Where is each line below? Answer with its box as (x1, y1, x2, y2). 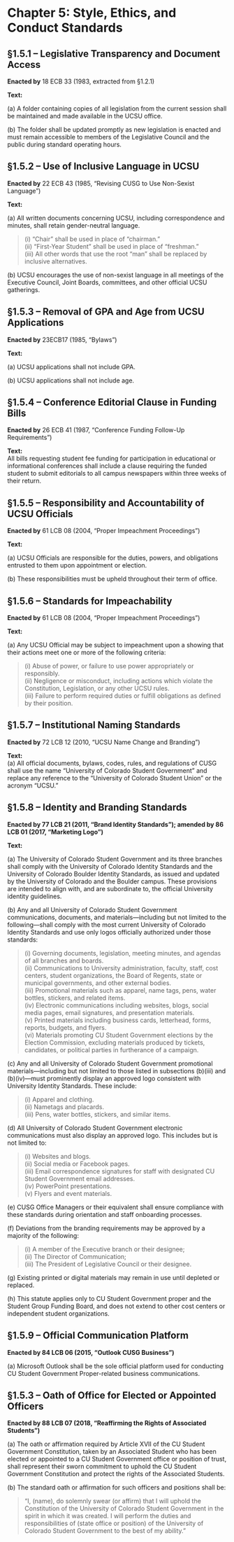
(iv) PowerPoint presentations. (24, 1182, 112, 1190)
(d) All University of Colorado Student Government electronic (7, 1123, 183, 1132)
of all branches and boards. (24, 956, 104, 965)
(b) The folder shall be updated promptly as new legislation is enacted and (7, 125, 221, 134)
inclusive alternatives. (24, 257, 87, 266)
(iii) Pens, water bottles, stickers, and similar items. (24, 1110, 171, 1118)
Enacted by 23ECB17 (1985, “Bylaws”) (7, 335, 117, 344)
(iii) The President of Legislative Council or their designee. (24, 1260, 192, 1268)
